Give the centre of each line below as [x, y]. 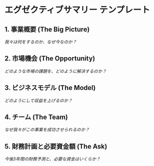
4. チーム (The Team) [36, 117]
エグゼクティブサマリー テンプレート [77, 10]
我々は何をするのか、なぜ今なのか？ [41, 42]
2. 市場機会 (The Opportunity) [50, 59]
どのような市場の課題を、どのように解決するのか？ [55, 71]
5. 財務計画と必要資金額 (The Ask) [56, 146]
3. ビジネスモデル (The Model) [50, 88]
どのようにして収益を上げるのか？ [38, 100]
